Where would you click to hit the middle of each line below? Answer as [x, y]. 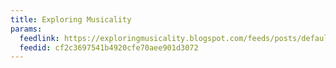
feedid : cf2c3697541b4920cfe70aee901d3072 [109, 47]
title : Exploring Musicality [71, 19]
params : [26, 29]
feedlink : [39, 38]
